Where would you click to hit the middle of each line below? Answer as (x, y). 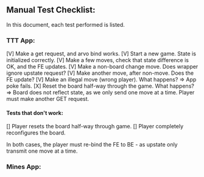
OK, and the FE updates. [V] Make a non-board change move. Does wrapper (102, 67)
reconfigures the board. (36, 133)
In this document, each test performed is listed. (65, 24)
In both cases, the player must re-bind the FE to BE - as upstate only (92, 145)
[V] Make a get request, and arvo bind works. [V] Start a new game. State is (101, 54)
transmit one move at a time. (42, 151)
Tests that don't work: (35, 113)
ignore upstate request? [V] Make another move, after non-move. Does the (100, 73)
